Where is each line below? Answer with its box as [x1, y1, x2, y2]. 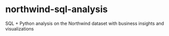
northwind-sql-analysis [5, 4, 108, 15]
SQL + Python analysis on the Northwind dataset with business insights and [5, 20, 164, 26]
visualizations [5, 25, 34, 31]
